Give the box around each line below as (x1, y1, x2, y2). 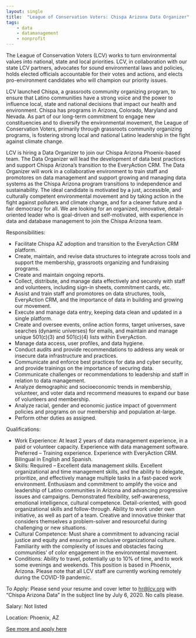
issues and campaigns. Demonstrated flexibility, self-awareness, (14, 493, 171, 500)
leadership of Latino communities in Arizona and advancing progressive (14, 487, 188, 493)
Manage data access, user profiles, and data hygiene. (14, 340, 145, 347)
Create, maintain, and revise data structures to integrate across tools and (14, 253, 191, 259)
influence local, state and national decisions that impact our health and (6, 101, 177, 107)
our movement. (14, 303, 51, 309)
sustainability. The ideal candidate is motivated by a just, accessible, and (6, 187, 181, 193)
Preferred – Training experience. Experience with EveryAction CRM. (14, 450, 178, 457)
